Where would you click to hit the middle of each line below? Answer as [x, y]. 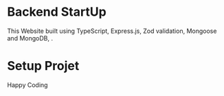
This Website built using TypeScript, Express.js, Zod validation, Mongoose [112, 31]
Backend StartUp [57, 12]
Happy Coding [27, 85]
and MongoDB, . [30, 38]
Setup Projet [43, 66]
